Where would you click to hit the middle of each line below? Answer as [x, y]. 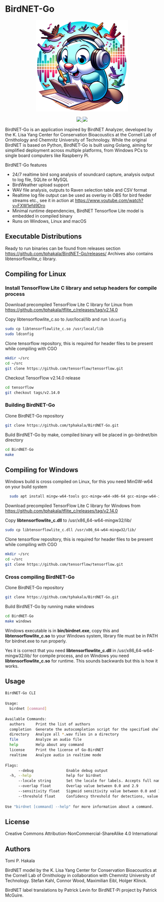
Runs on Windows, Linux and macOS [49, 221]
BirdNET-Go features [26, 165]
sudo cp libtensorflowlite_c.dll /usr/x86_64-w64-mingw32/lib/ [71, 530]
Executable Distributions [43, 236]
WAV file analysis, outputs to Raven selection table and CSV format [80, 190]
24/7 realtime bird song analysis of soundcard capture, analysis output [83, 174]
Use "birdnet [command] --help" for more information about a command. [79, 807]
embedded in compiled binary [42, 216]
